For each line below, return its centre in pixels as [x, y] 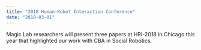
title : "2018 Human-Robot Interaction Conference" [71, 12]
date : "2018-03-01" [31, 17]
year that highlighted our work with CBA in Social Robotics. [79, 40]
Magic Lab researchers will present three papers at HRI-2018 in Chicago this [100, 34]
